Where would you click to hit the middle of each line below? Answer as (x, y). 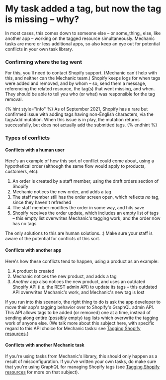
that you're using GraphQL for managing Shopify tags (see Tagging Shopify (83, 367)
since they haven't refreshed (42, 202)
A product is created (33, 271)
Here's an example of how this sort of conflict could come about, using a (80, 161)
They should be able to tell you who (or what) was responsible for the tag (80, 94)
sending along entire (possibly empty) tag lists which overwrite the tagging (82, 318)
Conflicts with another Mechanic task (45, 345)
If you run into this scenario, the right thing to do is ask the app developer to (83, 302)
